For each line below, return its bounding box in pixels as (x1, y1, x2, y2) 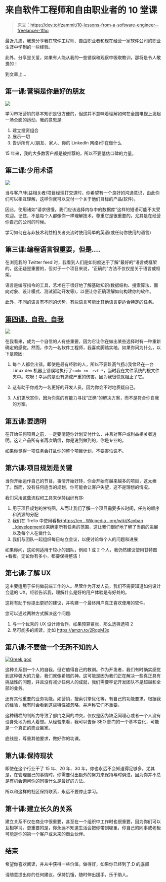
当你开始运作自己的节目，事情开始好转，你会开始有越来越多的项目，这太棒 (5, 477, 157, 484)
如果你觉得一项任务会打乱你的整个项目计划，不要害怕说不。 (5, 448, 126, 454)
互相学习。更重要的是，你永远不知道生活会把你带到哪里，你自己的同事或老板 (5, 825, 161, 831)
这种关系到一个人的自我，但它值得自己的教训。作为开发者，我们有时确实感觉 (5, 667, 161, 673)
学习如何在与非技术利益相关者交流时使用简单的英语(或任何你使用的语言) (5, 229, 152, 235)
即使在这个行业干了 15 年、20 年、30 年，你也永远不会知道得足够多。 (5, 765, 147, 772)
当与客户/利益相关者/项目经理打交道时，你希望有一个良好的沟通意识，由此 (5, 190, 156, 196)
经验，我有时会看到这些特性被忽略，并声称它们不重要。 (9, 702, 122, 708)
